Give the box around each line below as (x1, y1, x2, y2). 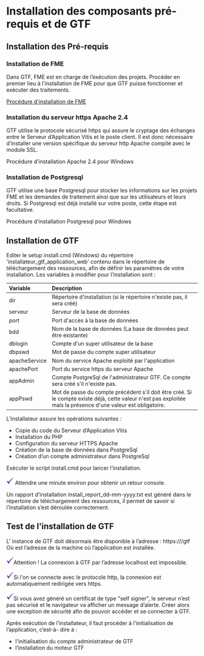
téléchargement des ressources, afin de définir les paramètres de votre (6, 265, 185, 272)
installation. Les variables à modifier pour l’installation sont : (6, 271, 156, 279)
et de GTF (41, 17, 91, 31)
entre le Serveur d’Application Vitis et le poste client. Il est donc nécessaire (6, 134, 193, 141)
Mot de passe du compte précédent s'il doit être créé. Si (51, 388, 192, 396)
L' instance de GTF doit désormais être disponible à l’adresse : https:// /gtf (6, 537, 190, 544)
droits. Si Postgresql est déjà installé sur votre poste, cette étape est (6, 200, 177, 207)
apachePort (8, 365, 38, 373)
